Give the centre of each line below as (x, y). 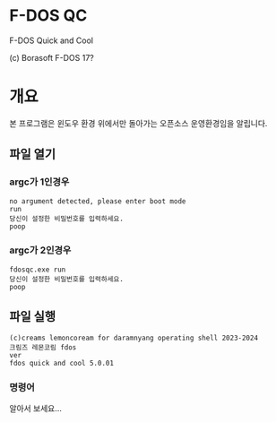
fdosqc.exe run (38, 270)
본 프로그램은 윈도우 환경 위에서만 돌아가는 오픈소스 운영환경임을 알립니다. (138, 123)
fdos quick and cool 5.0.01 (62, 363)
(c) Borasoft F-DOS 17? (52, 57)
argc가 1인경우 (39, 182)
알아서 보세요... (36, 408)
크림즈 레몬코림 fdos (43, 347)
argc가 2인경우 (40, 250)
